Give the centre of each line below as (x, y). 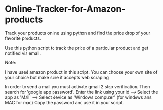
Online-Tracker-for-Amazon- (65, 9)
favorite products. (23, 38)
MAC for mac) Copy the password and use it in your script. (65, 102)
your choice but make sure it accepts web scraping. (57, 77)
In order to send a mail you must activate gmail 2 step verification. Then (78, 86)
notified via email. (23, 53)
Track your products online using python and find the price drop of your (78, 33)
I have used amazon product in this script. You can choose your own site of (81, 72)
